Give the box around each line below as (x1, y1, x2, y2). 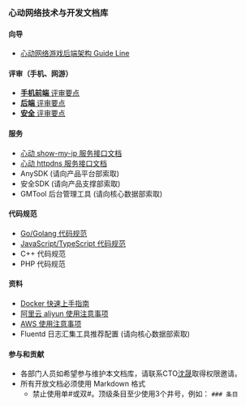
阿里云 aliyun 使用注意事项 (19, 309, 109, 318)
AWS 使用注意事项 (19, 318, 82, 328)
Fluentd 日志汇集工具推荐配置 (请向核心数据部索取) (19, 329, 191, 339)
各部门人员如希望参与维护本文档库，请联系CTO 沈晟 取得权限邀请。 (19, 369, 242, 378)
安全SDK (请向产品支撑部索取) (19, 179, 121, 188)
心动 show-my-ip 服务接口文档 (19, 148, 123, 158)
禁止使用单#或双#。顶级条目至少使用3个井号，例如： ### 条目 (32, 389, 239, 399)
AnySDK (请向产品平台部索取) (19, 168, 120, 178)
